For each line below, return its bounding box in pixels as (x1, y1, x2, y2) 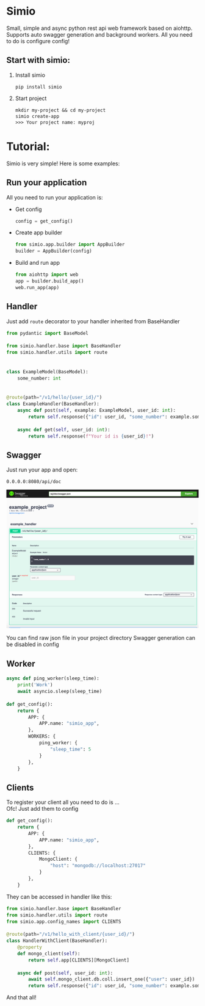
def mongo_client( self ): (17, 950, 81, 957)
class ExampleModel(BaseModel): (6, 368, 88, 375)
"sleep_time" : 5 (49, 746, 92, 752)
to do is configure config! (6, 37, 70, 45)
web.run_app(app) (15, 284, 60, 290)
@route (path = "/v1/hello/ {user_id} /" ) (6, 395, 103, 401)
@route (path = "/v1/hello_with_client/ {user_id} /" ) (6, 932, 135, 938)
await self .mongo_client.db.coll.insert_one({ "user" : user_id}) (28, 976, 195, 983)
